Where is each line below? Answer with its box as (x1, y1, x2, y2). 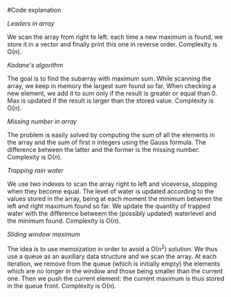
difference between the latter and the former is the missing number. (7, 146, 201, 153)
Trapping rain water (7, 167, 64, 174)
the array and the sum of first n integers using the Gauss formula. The (7, 138, 206, 146)
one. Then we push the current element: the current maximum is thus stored (7, 274, 225, 282)
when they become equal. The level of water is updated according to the (7, 187, 214, 195)
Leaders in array (7, 19, 55, 27)
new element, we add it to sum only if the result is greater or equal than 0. (7, 90, 218, 97)
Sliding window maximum (7, 230, 81, 238)
